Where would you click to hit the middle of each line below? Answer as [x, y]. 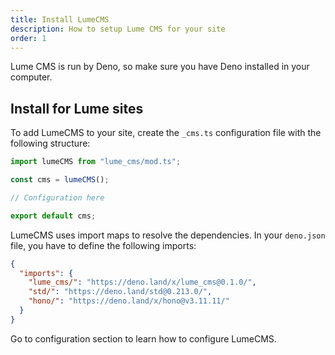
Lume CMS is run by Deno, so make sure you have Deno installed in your [160, 67]
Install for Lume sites [77, 108]
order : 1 [28, 38]
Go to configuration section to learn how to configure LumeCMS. [143, 338]
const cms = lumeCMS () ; [60, 180]
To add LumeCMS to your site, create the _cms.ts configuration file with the [166, 133]
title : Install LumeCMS [60, 19]
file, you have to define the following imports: [103, 245]
